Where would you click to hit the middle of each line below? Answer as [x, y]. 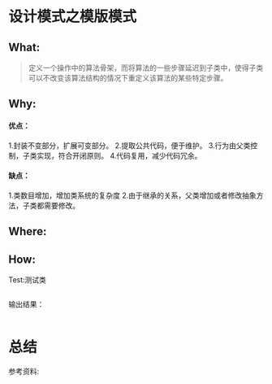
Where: [28, 231]
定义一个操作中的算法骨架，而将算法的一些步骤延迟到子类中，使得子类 [146, 68]
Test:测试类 [28, 280]
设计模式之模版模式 [73, 17]
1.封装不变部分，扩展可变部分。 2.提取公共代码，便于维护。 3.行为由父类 [130, 145]
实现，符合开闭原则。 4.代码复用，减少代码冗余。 [119, 155]
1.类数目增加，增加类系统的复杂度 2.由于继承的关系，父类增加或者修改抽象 [133, 195]
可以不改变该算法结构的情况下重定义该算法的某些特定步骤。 [128, 78]
